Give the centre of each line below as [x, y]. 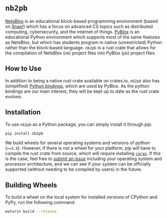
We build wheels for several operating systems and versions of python [78, 143]
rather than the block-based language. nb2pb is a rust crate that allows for [81, 47]
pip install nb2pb [24, 133]
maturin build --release [31, 212]
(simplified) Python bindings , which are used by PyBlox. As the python [77, 86]
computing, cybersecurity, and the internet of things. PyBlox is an [72, 31]
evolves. [14, 96]
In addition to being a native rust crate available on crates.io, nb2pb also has [83, 80]
